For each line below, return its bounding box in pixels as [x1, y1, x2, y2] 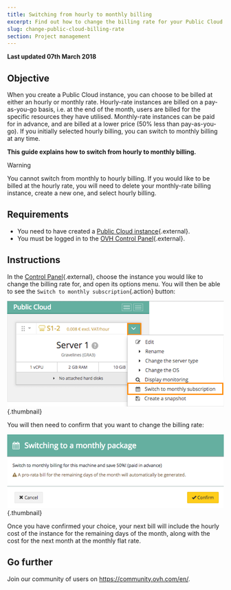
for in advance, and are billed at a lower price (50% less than [7, 120, 180, 128]
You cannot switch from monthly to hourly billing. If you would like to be [7, 174, 210, 183]
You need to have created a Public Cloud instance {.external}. [16, 227, 190, 235]
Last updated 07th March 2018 [7, 52, 96, 61]
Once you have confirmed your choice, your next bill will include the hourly [7, 522, 220, 530]
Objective [7, 72, 50, 84]
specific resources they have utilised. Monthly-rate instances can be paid [7, 113, 215, 121]
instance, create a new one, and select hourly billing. [7, 189, 157, 197]
